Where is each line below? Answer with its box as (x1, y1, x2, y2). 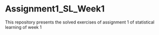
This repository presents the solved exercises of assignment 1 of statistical (5, 19, 155, 25)
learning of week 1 (5, 24, 42, 30)
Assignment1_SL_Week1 (5, 3, 105, 14)
